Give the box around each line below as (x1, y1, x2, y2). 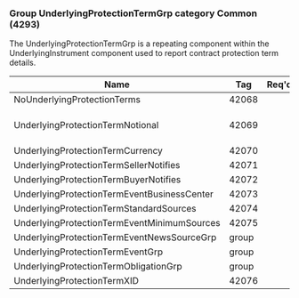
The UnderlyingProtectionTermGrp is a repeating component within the (9, 38, 270, 49)
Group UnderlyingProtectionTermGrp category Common (9, 7, 258, 20)
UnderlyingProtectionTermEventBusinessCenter (13, 188, 214, 200)
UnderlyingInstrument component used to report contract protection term (9, 48, 279, 59)
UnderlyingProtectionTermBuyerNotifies (13, 173, 182, 186)
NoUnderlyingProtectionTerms (13, 93, 141, 106)
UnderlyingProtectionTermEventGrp (13, 246, 164, 258)
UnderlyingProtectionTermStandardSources (13, 203, 198, 215)
